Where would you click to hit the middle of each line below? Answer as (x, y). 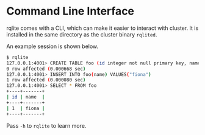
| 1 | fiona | (26, 108)
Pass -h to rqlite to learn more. (46, 125)
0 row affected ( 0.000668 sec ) (46, 69)
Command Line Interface (70, 11)
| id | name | (26, 97)
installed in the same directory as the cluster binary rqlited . (82, 34)
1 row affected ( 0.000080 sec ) (46, 80)
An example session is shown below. (52, 46)
